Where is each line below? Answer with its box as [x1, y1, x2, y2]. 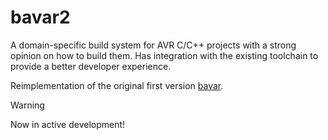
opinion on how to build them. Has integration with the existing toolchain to [10, 49, 319, 61]
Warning [10, 99, 45, 111]
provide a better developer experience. [10, 60, 172, 72]
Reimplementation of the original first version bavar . [10, 79, 224, 91]
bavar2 [10, 6, 71, 29]
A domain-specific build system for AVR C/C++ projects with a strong [10, 39, 297, 51]
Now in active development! [10, 118, 126, 130]
